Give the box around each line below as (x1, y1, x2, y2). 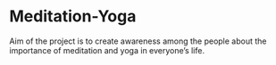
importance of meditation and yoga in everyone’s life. (9, 45, 205, 55)
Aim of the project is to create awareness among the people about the (9, 36, 267, 46)
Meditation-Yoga (9, 6, 137, 27)
